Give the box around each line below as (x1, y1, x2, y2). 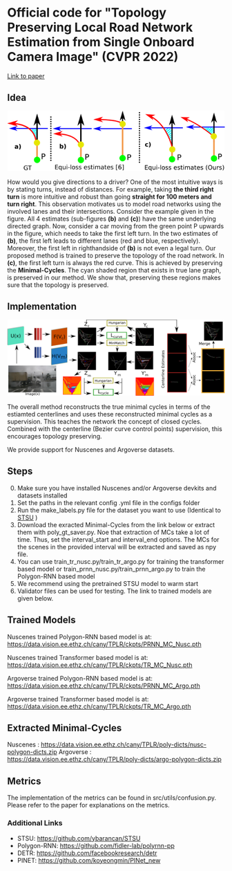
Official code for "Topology (7, 5, 167, 21)
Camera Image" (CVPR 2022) (7, 49, 179, 65)
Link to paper (7, 71, 45, 80)
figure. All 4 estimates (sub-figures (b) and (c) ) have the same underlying (7, 214, 216, 223)
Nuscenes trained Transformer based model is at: (7, 653, 148, 661)
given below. (17, 594, 54, 603)
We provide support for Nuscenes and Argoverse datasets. (7, 445, 175, 454)
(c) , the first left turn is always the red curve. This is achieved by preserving (7, 258, 223, 267)
